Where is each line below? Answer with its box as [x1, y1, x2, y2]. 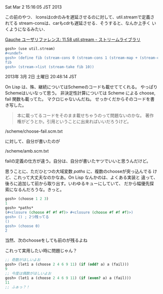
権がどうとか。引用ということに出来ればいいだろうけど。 [16, 119, 131, 124]
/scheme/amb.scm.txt [5, 148, 49, 154]
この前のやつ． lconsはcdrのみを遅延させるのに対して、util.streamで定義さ [5, 14, 155, 20]
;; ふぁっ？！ [5, 284, 30, 290]
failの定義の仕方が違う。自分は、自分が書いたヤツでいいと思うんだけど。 [5, 158, 151, 164]
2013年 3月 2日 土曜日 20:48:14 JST [5, 74, 77, 80]
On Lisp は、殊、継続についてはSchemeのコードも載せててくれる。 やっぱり [5, 84, 158, 90]
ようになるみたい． [9, 26, 48, 32]
